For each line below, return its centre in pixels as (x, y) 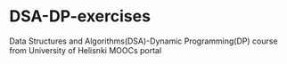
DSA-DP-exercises (80, 16)
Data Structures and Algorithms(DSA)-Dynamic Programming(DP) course (143, 41)
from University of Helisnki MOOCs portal (86, 50)
